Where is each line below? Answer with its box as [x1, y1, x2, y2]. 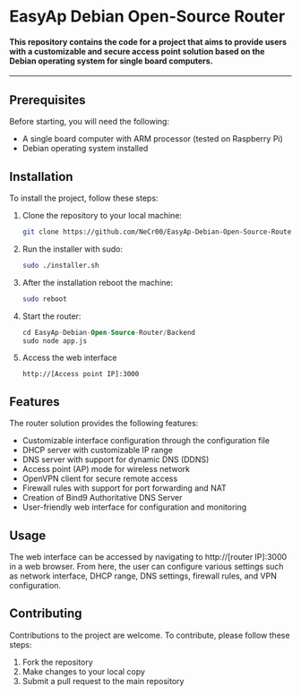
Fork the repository [21, 656, 94, 667]
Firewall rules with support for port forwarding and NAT [21, 483, 227, 493]
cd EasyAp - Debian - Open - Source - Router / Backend [21, 328, 195, 337]
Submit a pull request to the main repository [21, 675, 185, 686]
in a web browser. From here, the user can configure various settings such [9, 562, 284, 572]
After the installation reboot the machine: [21, 277, 174, 287]
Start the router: [21, 311, 82, 322]
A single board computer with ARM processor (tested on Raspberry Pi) [21, 133, 284, 144]
